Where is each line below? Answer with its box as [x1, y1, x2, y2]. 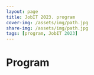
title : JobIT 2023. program [6, 14, 76, 20]
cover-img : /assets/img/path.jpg [6, 19, 89, 25]
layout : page [6, 8, 38, 15]
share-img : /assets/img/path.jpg [6, 25, 89, 31]
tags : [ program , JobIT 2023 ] [6, 31, 78, 37]
